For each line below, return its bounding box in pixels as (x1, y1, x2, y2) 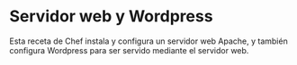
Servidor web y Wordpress (9, 6, 213, 27)
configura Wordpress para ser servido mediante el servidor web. (9, 45, 249, 55)
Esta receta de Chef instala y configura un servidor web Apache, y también (9, 36, 288, 46)
